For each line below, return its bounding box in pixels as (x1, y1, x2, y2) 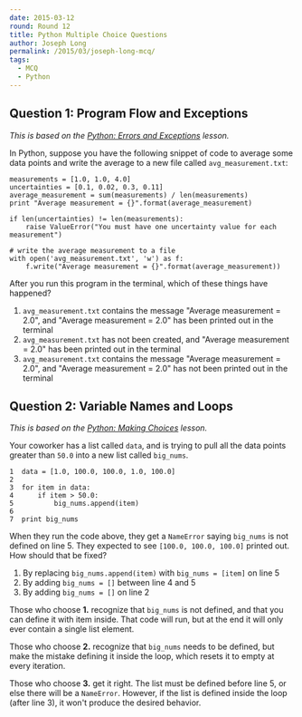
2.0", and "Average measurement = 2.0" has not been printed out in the (22, 363, 288, 373)
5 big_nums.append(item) (9, 499, 140, 509)
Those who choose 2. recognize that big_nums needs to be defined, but (9, 641, 275, 653)
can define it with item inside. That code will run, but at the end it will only (9, 614, 284, 625)
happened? (9, 287, 52, 298)
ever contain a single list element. (9, 624, 135, 635)
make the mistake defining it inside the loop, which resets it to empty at (9, 651, 275, 662)
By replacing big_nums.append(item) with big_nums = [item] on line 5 (22, 567, 280, 578)
